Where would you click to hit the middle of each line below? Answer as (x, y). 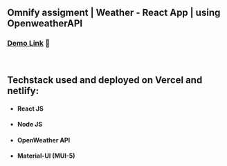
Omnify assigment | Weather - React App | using (114, 13)
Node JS (30, 124)
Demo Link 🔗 (29, 44)
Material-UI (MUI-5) (46, 156)
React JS (30, 109)
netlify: (23, 91)
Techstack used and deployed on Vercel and (105, 80)
